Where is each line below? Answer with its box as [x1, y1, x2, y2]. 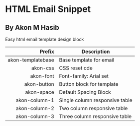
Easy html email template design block [5, 36, 84, 42]
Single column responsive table [59, 97, 133, 104]
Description [81, 48, 110, 55]
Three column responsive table [59, 113, 132, 120]
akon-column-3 [15, 113, 55, 120]
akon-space [25, 89, 55, 95]
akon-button [24, 81, 55, 87]
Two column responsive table [59, 105, 128, 112]
